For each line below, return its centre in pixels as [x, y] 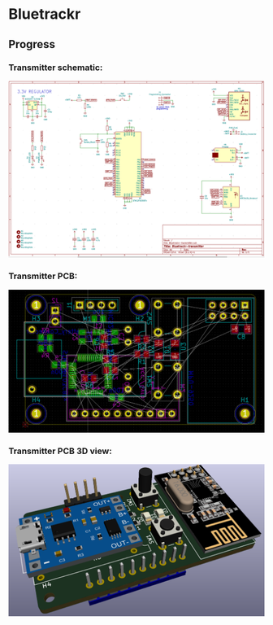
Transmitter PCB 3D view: [60, 451]
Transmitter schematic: [56, 68]
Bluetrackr [45, 14]
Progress [32, 44]
